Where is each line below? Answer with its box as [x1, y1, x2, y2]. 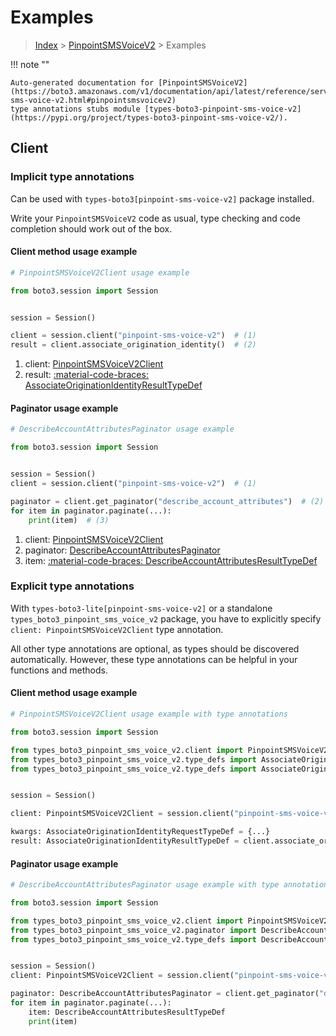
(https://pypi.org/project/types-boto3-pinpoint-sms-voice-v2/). [10, 112, 288, 123]
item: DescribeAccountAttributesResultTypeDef [28, 1007, 226, 1017]
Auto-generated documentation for [10, 77, 155, 88]
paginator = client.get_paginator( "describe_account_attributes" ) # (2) [10, 496, 325, 506]
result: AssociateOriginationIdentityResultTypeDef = [10, 836, 240, 846]
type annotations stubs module [10, 104, 141, 114]
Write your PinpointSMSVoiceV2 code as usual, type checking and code [10, 212, 301, 224]
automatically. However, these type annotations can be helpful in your [10, 653, 298, 665]
